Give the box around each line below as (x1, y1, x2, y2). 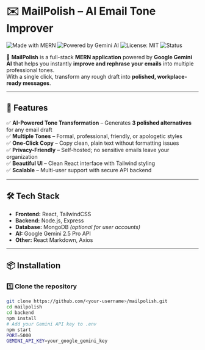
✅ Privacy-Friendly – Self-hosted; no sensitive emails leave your (6, 146, 170, 153)
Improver (6, 21, 54, 35)
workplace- (157, 73, 187, 80)
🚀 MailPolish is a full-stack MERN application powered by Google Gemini (6, 53, 192, 60)
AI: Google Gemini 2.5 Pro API (15, 230, 92, 237)
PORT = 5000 (6, 332, 32, 338)
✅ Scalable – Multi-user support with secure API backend (6, 166, 152, 173)
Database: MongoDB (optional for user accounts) (15, 223, 141, 230)
